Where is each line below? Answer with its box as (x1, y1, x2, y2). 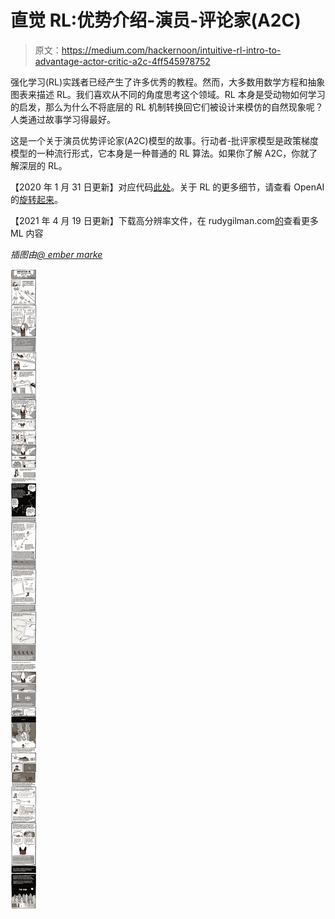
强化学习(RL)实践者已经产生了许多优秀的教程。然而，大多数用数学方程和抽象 (10, 76, 326, 88)
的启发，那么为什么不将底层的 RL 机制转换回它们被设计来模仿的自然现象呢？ (10, 101, 324, 113)
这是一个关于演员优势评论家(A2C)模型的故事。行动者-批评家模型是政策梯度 (10, 134, 320, 146)
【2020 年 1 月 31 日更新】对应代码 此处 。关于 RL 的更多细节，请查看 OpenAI (10, 181, 325, 193)
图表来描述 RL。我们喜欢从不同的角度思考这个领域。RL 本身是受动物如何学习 (10, 88, 326, 100)
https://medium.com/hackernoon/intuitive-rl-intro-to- (61, 44, 282, 56)
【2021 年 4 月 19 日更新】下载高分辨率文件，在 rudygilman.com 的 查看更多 (10, 214, 319, 226)
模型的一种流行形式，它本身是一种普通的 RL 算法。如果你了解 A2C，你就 (10, 147, 310, 159)
